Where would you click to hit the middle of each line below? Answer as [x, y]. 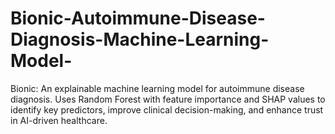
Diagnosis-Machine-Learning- [140, 39]
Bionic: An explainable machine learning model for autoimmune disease [157, 88]
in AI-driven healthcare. [59, 120]
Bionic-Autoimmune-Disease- [138, 18]
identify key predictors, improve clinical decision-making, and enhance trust [167, 109]
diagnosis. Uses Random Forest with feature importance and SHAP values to [168, 99]
